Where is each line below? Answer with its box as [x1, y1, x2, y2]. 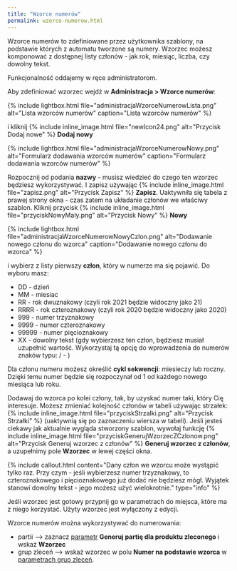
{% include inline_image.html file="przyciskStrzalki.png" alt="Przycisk [7, 408, 214, 418]
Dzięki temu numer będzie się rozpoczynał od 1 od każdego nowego [7, 372, 208, 380]
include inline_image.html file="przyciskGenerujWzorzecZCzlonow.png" [7, 431, 218, 440]
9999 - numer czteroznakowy [17, 320, 105, 329]
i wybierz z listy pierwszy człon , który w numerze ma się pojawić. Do [7, 261, 210, 270]
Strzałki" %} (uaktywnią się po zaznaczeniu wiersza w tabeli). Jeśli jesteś [7, 416, 223, 425]
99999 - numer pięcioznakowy [17, 328, 109, 336]
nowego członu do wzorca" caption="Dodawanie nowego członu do [7, 240, 208, 248]
